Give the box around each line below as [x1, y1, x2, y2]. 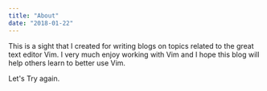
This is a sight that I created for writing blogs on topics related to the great [8, 41, 255, 50]
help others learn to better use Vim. [8, 57, 126, 68]
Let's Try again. [8, 73, 60, 83]
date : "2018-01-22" [8, 19, 74, 27]
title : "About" [8, 11, 60, 20]
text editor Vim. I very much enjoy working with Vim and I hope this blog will [8, 49, 260, 59]
